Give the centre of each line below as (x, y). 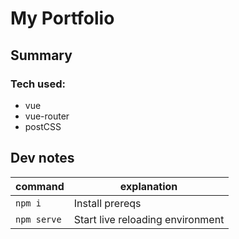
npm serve (38, 219)
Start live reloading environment (149, 219)
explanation (148, 186)
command (40, 186)
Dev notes (42, 158)
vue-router (47, 116)
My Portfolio (62, 18)
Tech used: (38, 84)
